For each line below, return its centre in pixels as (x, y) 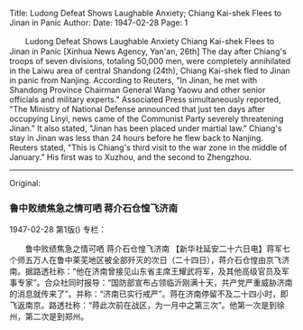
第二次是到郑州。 (56, 316)
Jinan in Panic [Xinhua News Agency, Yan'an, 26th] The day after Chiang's (148, 52)
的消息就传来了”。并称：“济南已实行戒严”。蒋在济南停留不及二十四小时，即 (149, 294)
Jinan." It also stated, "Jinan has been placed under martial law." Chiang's (146, 128)
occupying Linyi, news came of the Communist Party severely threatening (147, 118)
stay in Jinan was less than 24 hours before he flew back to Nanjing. (137, 138)
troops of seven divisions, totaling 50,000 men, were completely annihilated (150, 61)
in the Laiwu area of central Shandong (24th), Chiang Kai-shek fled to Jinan (150, 71)
